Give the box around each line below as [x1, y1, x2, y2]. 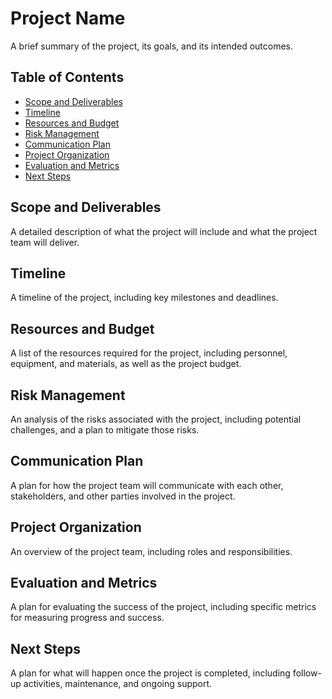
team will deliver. [10, 236, 80, 248]
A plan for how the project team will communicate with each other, [10, 479, 284, 491]
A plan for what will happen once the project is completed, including [10, 667, 291, 679]
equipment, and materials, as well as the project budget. [10, 358, 242, 370]
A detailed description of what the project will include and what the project [10, 225, 318, 237]
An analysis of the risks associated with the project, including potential [10, 413, 302, 425]
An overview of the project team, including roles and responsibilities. [10, 545, 293, 557]
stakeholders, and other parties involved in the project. [10, 490, 236, 502]
